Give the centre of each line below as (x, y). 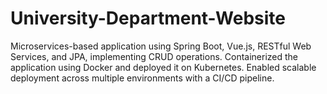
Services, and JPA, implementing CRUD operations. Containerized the (154, 56)
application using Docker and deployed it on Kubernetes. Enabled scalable (163, 67)
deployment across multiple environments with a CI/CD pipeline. (142, 78)
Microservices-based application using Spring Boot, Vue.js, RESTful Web (161, 46)
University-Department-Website (148, 18)
